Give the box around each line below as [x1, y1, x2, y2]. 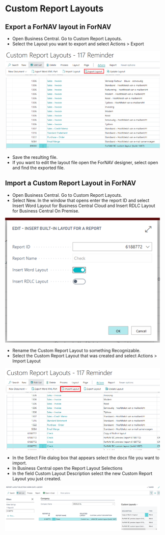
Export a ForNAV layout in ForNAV [5, 23, 111, 31]
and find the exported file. [12, 165, 65, 171]
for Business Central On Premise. [12, 208, 80, 214]
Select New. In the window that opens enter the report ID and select [12, 197, 150, 203]
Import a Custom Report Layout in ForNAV [5, 179, 137, 187]
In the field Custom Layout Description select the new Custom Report [12, 470, 153, 476]
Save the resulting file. [12, 154, 58, 160]
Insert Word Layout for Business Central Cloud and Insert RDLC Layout [12, 203, 156, 209]
